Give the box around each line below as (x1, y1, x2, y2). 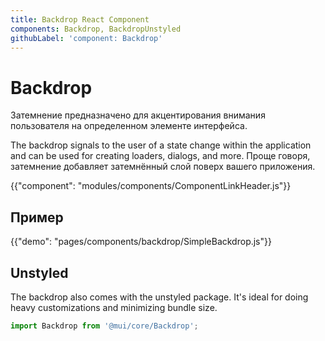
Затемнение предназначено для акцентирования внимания (10, 109, 266, 121)
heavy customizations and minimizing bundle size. (10, 301, 218, 313)
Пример (10, 209, 64, 226)
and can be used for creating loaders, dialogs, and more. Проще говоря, (10, 150, 311, 162)
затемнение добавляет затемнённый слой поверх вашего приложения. (10, 161, 316, 173)
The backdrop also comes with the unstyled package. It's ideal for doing (10, 291, 309, 303)
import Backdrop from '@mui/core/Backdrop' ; (10, 321, 199, 331)
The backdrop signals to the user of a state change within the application (10, 139, 312, 151)
